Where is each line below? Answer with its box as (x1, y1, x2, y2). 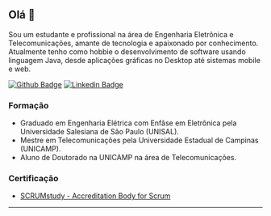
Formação (8, 100, 49, 111)
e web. (8, 64, 31, 74)
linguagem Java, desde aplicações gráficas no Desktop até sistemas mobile (8, 55, 261, 65)
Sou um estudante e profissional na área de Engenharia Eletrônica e (8, 29, 234, 39)
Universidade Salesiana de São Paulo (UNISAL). (19, 127, 180, 137)
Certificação (8, 173, 59, 184)
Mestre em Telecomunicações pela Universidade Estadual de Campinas (19, 135, 259, 146)
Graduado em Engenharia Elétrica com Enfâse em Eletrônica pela (19, 118, 237, 128)
